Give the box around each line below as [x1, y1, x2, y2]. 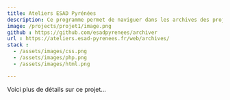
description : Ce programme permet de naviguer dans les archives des [7, 16, 210, 23]
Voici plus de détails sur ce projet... [7, 85, 106, 93]
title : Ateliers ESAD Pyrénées [7, 10, 97, 17]
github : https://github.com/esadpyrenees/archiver [7, 29, 157, 36]
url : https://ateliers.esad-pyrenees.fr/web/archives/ [7, 35, 170, 42]
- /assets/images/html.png [13, 61, 90, 67]
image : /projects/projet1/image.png [7, 22, 112, 29]
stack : [7, 41, 29, 48]
